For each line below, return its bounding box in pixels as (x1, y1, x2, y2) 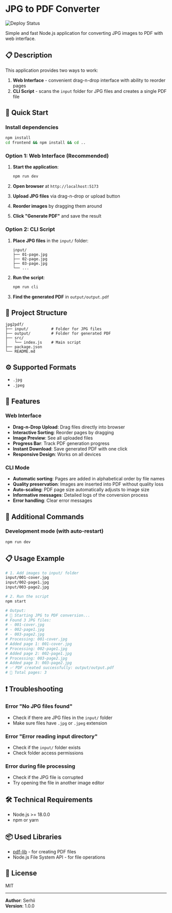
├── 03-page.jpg (12, 261, 48, 266)
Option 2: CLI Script (5, 226, 55, 233)
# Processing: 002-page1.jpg (5, 646, 68, 651)
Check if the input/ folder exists (12, 745, 81, 750)
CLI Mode (5, 464, 30, 471)
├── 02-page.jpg (12, 256, 48, 262)
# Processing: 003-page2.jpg (5, 655, 68, 661)
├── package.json (5, 344, 42, 349)
